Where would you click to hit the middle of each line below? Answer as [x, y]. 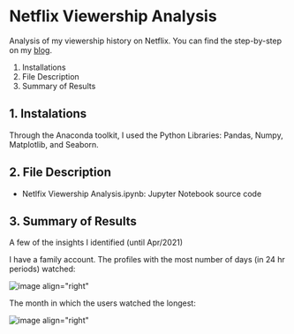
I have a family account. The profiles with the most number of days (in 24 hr [147, 260]
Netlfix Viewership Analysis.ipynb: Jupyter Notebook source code [142, 194]
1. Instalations [48, 114]
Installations [44, 67]
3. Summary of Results [73, 221]
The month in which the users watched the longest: [102, 303]
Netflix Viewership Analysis [113, 16]
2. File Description [60, 173]
